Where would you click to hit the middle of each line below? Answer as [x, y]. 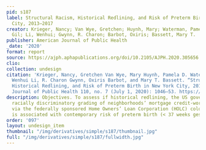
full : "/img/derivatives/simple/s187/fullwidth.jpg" [75, 137]
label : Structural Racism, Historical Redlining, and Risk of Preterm [98, 18]
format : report [26, 52]
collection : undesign [34, 69]
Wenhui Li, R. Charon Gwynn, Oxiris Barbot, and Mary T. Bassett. [98, 80]
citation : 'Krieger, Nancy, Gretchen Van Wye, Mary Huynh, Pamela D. [97, 75]
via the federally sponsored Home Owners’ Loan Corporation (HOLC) [100, 109]
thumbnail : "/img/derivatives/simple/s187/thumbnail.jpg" [82, 132]
